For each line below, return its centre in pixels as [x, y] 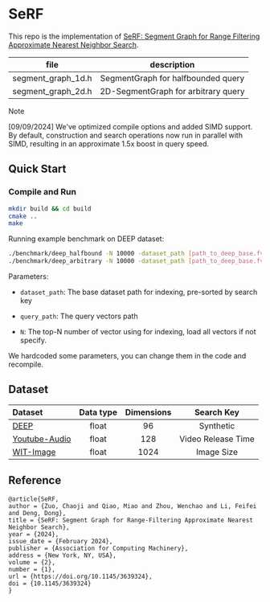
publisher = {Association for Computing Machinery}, [98, 548]
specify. [33, 340]
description [172, 64]
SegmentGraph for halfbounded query [172, 78]
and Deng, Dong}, [37, 513]
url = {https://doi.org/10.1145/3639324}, [80, 576]
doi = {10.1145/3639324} [50, 584]
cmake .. [23, 216]
